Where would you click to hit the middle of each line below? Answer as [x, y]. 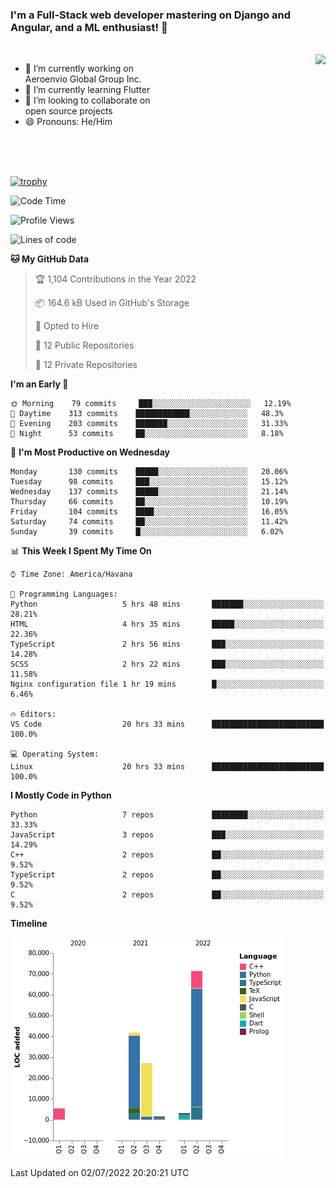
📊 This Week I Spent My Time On [81, 551]
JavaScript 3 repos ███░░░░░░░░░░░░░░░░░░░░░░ [167, 835]
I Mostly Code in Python [61, 795]
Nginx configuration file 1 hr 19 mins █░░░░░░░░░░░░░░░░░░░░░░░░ [167, 684]
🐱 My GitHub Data [50, 259]
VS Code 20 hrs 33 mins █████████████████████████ [167, 724]
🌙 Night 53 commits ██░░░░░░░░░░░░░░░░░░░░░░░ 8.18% [147, 434]
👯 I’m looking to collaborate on [87, 100]
